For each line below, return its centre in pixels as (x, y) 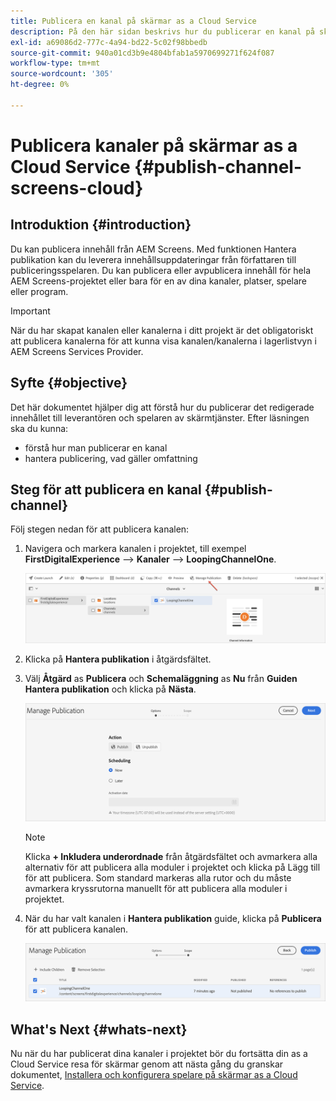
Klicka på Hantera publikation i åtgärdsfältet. (118, 659)
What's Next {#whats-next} (99, 1029)
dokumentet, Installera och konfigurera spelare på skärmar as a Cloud (154, 1075)
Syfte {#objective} (69, 383)
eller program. (39, 291)
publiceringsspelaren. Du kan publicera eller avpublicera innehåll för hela (161, 270)
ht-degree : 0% (40, 85)
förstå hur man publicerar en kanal (96, 447)
